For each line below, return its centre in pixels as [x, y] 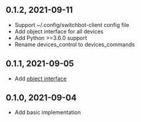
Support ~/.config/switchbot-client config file [72, 25]
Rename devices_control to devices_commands [75, 44]
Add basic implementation [48, 112]
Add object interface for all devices [59, 31]
